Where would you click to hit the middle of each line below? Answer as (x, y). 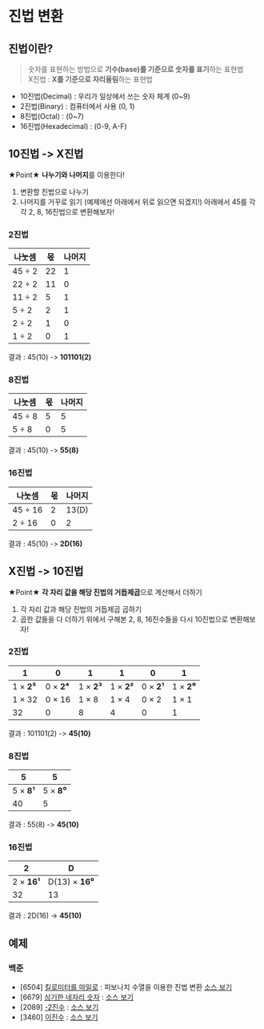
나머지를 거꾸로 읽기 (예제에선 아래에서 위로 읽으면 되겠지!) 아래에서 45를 (134, 202)
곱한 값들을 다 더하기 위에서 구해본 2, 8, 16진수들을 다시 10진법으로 (124, 619)
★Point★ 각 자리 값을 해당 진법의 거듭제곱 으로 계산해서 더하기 (105, 592)
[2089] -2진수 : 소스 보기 (59, 1007)
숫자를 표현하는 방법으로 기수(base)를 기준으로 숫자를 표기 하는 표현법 (136, 69)
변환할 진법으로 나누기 (54, 191)
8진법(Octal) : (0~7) (52, 116)
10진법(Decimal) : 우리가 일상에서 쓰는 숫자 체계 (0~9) (105, 96)
